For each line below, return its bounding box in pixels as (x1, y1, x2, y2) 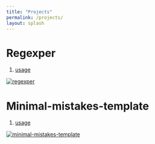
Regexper (6, 46, 56, 60)
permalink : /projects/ (6, 15, 63, 21)
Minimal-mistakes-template (6, 99, 150, 113)
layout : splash (6, 20, 45, 26)
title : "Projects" (6, 8, 52, 15)
